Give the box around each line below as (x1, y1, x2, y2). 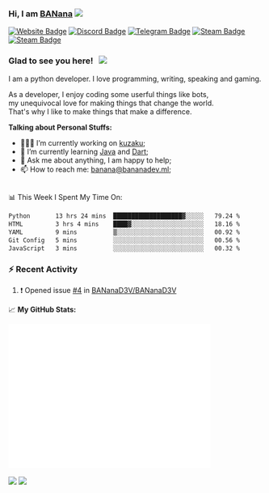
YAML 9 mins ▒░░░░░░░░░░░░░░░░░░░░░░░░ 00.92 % (8, 227, 241, 236)
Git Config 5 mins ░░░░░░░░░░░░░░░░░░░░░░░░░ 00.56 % (8, 236, 241, 244)
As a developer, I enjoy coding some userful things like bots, (8, 89, 209, 99)
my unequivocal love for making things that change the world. (8, 98, 214, 108)
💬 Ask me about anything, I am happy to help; (19, 155, 172, 165)
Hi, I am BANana (8, 8, 73, 19)
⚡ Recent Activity (8, 263, 78, 274)
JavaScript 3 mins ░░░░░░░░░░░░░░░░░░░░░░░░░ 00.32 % (8, 244, 241, 253)
